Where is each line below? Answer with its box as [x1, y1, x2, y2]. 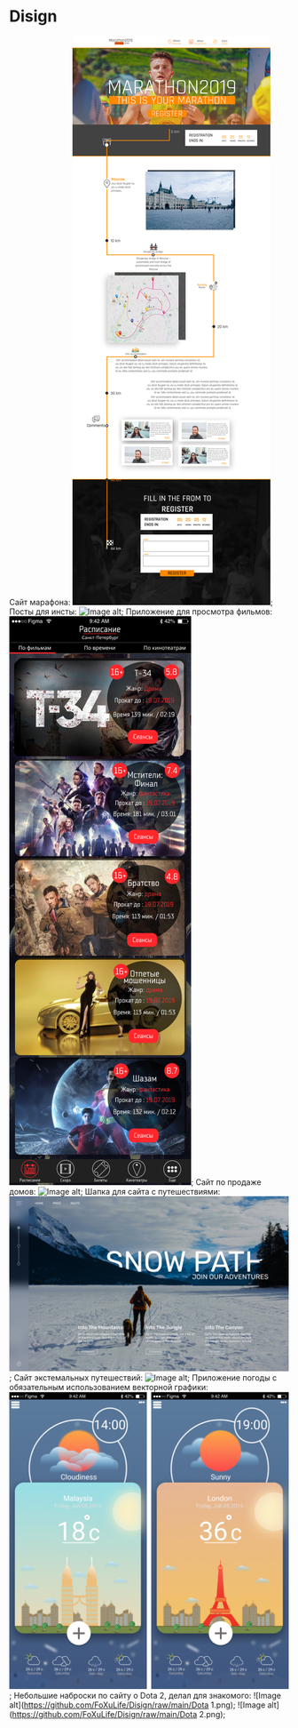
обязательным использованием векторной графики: [9, 1381, 208, 1392]
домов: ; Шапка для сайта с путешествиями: [9, 1186, 221, 1196]
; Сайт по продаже [191, 1176, 262, 1188]
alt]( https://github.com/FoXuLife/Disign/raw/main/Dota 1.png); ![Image [9, 1700, 266, 1710]
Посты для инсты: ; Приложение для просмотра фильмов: [9, 606, 273, 617]
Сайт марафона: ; [9, 596, 273, 607]
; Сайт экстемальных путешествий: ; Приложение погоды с [9, 1372, 278, 1383]
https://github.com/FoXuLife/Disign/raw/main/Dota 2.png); [12, 1709, 226, 1720]
